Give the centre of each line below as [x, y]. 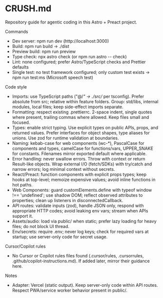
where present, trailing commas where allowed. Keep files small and [81, 117]
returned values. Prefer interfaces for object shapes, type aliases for [81, 133]
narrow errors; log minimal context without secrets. [63, 169]
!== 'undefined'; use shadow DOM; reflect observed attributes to [77, 195]
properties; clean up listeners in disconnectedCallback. [68, 200]
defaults [20, 67]
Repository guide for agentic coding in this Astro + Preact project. [71, 22]
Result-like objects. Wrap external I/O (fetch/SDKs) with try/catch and [82, 164]
